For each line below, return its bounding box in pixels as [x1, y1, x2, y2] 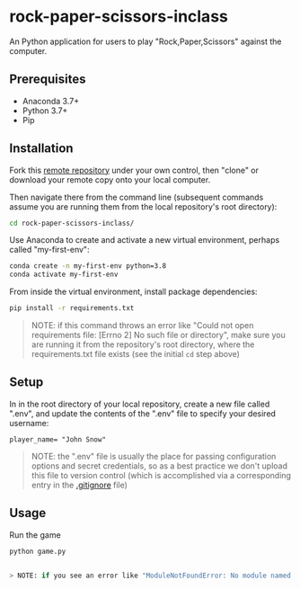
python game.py [9, 547, 66, 556]
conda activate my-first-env [9, 270, 119, 280]
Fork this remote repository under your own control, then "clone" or [9, 165, 259, 175]
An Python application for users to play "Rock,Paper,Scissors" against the [9, 36, 282, 47]
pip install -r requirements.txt [9, 304, 135, 313]
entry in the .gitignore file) [31, 479, 128, 490]
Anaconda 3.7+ [22, 95, 79, 106]
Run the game [9, 529, 61, 540]
